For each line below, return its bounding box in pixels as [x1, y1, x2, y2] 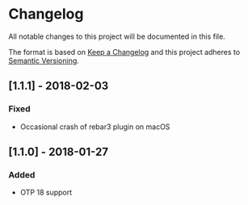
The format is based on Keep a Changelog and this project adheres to [8, 47, 241, 56]
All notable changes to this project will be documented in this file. [8, 31, 226, 41]
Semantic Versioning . [8, 56, 79, 65]
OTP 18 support [19, 187, 73, 198]
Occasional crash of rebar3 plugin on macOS [19, 122, 170, 132]
